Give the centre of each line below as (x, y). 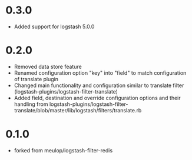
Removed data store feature (48, 66)
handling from (31, 104)
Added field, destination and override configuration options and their (97, 98)
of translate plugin (36, 79)
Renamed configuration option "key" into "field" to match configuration (100, 73)
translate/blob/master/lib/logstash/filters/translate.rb (78, 110)
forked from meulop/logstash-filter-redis (63, 150)
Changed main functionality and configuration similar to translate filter (99, 85)
